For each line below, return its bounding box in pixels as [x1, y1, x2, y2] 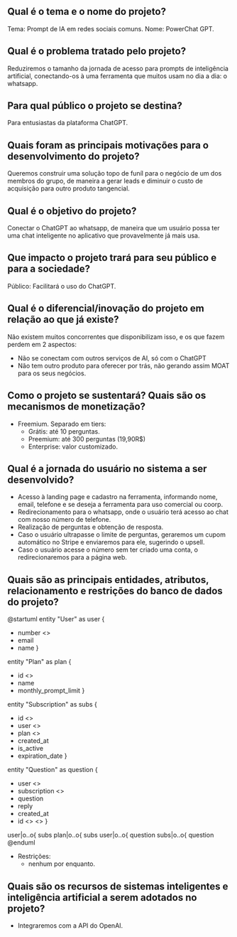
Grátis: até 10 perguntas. [28, 427, 101, 436]
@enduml [7, 838, 35, 847]
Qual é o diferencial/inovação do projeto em [7, 302, 204, 315]
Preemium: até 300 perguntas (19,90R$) [28, 434, 146, 443]
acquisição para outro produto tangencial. [7, 184, 130, 193]
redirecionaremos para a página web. [17, 553, 128, 562]
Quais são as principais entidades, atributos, [7, 574, 209, 586]
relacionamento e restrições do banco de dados [7, 584, 224, 596]
